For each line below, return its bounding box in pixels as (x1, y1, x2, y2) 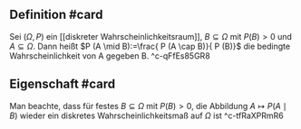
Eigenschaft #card (9, 77, 116, 92)
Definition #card (9, 7, 103, 23)
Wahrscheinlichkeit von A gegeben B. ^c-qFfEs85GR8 (9, 50, 210, 61)
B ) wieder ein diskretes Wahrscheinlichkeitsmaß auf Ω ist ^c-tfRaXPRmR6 (9, 110, 284, 121)
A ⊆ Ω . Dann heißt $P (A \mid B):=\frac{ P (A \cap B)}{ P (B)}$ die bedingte (9, 41, 291, 51)
